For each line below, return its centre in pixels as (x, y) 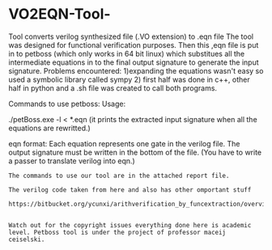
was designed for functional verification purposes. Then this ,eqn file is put (134, 44)
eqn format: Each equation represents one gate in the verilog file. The (124, 143)
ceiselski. (27, 239)
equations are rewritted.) (49, 128)
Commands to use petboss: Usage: (67, 104)
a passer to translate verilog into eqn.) (72, 161)
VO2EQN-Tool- (59, 14)
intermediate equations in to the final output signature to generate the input (134, 62)
